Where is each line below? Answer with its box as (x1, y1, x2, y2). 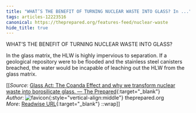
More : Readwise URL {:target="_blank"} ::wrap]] (6, 100, 121, 108)
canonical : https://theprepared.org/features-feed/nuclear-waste (6, 19, 168, 25)
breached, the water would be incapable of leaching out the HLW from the (6, 65, 185, 72)
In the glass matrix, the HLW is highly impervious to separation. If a (6, 52, 167, 59)
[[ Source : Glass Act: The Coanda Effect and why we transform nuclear (6, 82, 176, 89)
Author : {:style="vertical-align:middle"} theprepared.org (6, 94, 164, 101)
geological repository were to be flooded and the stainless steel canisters (6, 58, 183, 65)
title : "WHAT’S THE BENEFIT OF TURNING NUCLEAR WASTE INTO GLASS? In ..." (6, 8, 192, 15)
